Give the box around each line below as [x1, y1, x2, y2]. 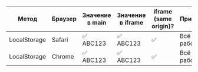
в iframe [120, 19, 143, 26]
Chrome [51, 53, 74, 60]
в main [87, 19, 107, 26]
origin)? [151, 22, 174, 30]
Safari [51, 36, 68, 43]
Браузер [51, 15, 77, 23]
